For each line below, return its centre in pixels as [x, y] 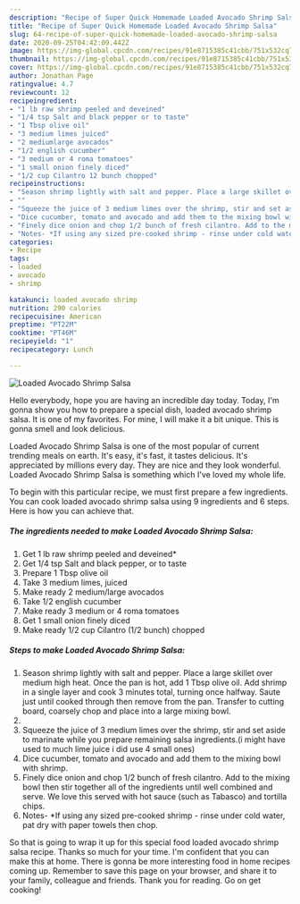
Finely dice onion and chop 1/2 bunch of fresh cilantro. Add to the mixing [156, 777]
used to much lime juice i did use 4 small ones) [108, 748]
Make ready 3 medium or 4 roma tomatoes [101, 611]
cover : [21, 68]
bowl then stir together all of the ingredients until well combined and [147, 787]
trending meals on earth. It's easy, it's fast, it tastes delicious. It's [129, 455]
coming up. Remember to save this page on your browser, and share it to [143, 870]
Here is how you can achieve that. [72, 511]
